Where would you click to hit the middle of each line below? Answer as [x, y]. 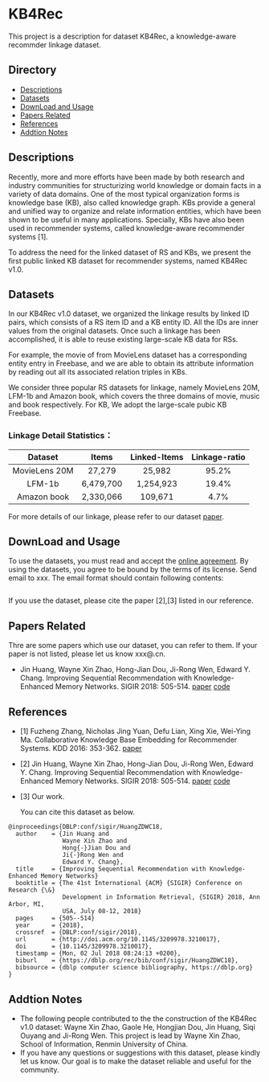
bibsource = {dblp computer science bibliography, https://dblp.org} [134, 968]
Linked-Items [157, 457]
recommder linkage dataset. [55, 44]
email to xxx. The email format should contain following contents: [116, 578]
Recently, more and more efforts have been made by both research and [126, 177]
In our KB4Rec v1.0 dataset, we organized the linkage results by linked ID [129, 314]
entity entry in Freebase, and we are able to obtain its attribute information [131, 363]
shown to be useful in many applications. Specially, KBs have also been [126, 219]
